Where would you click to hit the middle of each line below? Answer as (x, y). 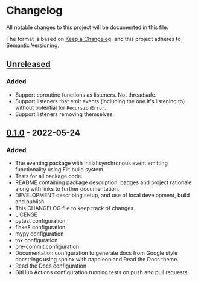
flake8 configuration (40, 228)
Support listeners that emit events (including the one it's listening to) (100, 101)
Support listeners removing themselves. (65, 114)
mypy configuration (39, 234)
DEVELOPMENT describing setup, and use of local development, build (102, 195)
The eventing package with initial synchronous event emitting (91, 163)
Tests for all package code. (49, 176)
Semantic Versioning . (33, 45)
